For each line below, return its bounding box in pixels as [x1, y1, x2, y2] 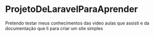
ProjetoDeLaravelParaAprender [5, 3, 138, 15]
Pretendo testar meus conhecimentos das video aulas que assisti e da [5, 20, 149, 26]
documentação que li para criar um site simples [5, 25, 103, 31]
